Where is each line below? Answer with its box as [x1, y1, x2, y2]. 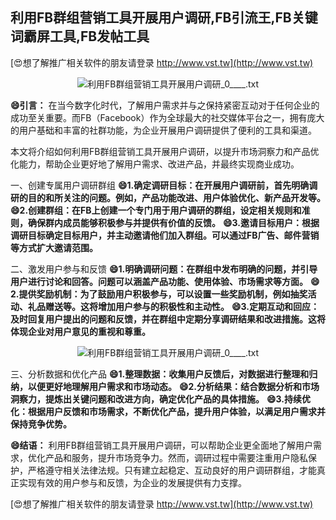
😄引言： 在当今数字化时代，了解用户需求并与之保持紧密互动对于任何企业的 [10, 99, 320, 111]
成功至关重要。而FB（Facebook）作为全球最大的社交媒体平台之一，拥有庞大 [10, 111, 325, 123]
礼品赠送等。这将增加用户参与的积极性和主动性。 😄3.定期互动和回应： [27, 300, 320, 312]
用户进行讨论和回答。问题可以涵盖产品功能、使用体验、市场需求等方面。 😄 [10, 275, 320, 287]
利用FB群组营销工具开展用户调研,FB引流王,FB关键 [10, 9, 318, 27]
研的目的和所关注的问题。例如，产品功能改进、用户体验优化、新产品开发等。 [10, 191, 326, 203]
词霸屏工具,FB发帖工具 [10, 28, 150, 45]
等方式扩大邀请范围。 [10, 241, 98, 253]
